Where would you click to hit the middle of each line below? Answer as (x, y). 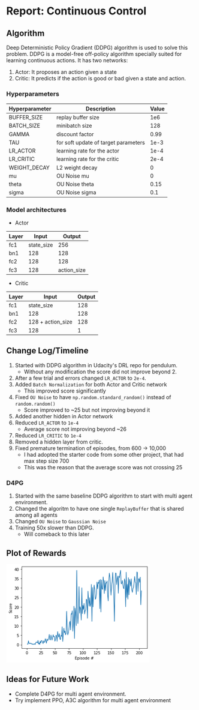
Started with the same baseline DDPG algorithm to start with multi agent (104, 496)
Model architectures (37, 209)
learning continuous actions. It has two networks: (67, 60)
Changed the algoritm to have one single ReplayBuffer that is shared (99, 509)
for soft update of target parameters (100, 142)
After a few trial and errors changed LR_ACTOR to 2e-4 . (81, 378)
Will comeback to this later (57, 534)
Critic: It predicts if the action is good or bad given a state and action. (100, 78)
